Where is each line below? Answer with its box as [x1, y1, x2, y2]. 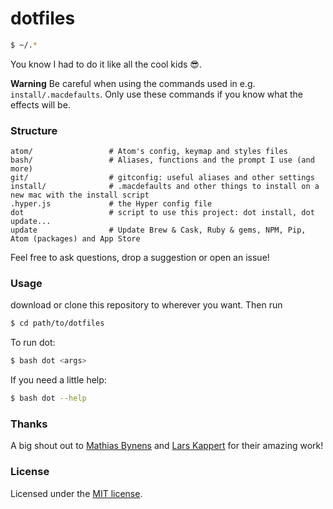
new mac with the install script [10, 190, 150, 201]
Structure [10, 123, 58, 137]
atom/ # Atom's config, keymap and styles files [10, 147, 288, 157]
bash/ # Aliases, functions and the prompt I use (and [10, 155, 315, 166]
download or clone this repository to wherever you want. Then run [10, 299, 283, 311]
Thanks [10, 417, 48, 431]
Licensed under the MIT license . [10, 487, 143, 499]
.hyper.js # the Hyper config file [10, 199, 213, 209]
